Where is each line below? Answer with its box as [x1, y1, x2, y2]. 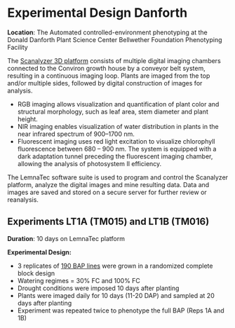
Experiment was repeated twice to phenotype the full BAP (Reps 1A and [17, 306, 224, 315]
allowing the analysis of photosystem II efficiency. [17, 159, 162, 168]
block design [17, 268, 55, 278]
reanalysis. [7, 195, 39, 204]
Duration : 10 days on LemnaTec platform [7, 234, 125, 242]
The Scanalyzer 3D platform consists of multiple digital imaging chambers [7, 56, 221, 64]
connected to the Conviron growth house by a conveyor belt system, [7, 64, 206, 72]
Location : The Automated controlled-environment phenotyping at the [7, 28, 208, 36]
